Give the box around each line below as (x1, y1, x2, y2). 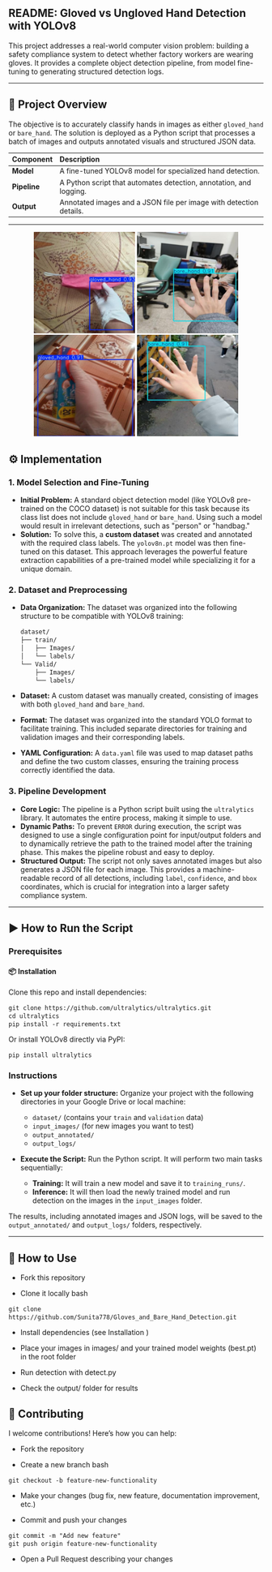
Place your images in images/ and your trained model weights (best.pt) (19, 1343, 257, 1353)
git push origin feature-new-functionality (8, 1540, 158, 1548)
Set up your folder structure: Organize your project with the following (19, 1089, 254, 1098)
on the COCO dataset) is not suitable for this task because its (45, 504, 250, 513)
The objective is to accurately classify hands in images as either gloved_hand (8, 119, 264, 129)
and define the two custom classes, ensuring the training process (19, 757, 239, 767)
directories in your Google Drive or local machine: (19, 1097, 186, 1106)
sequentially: (19, 1163, 63, 1173)
